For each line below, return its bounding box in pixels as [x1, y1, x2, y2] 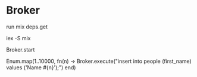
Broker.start [6, 46, 35, 53]
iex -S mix [6, 34, 31, 41]
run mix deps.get [6, 23, 48, 30]
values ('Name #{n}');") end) [6, 63, 76, 71]
